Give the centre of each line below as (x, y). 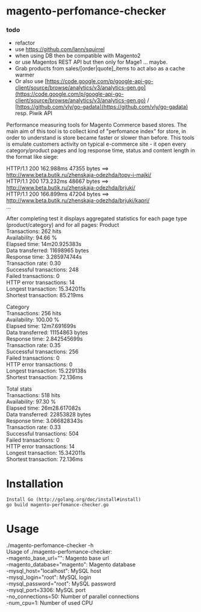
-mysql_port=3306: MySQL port (46, 590)
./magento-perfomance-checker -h (50, 545)
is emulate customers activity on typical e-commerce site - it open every (96, 144)
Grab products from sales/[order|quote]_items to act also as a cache (100, 69)
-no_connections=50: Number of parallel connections (73, 596)
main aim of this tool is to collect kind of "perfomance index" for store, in (96, 131)
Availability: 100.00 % (33, 320)
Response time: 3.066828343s (45, 421)
